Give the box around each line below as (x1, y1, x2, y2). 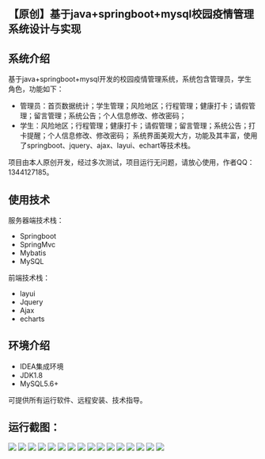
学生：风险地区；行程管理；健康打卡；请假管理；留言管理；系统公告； (19, 121, 249, 131)
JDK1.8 (19, 370, 44, 380)
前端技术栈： (8, 273, 50, 283)
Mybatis (19, 248, 47, 258)
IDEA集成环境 (19, 361, 64, 371)
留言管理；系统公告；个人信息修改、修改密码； (33, 111, 187, 120)
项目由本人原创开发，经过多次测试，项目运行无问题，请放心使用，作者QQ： (8, 158, 255, 167)
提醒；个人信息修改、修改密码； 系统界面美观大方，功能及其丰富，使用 (26, 131, 258, 140)
